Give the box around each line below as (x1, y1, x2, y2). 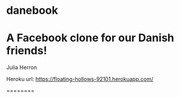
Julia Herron (6, 64, 38, 71)
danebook (6, 4, 59, 17)
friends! (6, 44, 47, 58)
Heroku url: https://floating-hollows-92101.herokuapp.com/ (6, 76, 153, 83)
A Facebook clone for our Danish (6, 31, 175, 45)
